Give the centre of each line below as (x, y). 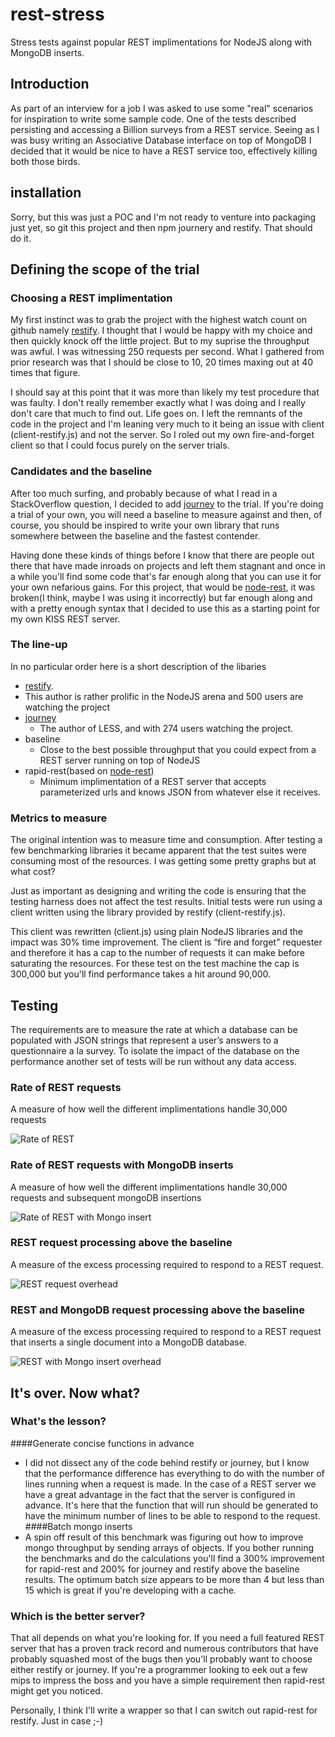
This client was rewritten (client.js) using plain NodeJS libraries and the (156, 932)
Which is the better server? (78, 1616)
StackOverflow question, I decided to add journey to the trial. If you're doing (167, 504)
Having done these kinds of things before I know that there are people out (162, 555)
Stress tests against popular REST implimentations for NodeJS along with (161, 42)
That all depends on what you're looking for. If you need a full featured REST (167, 1638)
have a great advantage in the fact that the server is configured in (160, 1494)
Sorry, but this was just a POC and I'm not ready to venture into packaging (163, 217)
